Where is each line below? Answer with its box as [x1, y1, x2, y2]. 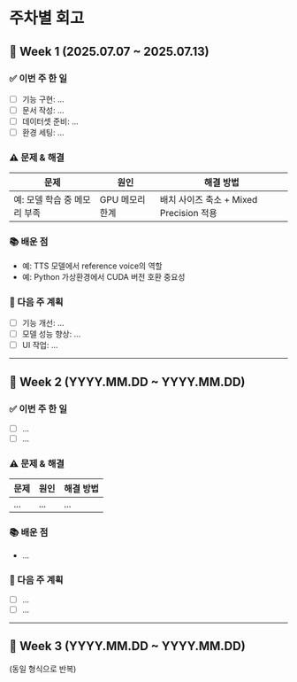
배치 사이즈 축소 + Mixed [159, 194, 258, 206]
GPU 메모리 [99, 194, 146, 206]
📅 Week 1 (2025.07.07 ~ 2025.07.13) [9, 43, 209, 58]
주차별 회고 [9, 8, 85, 28]
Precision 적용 [159, 207, 218, 220]
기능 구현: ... [21, 94, 65, 105]
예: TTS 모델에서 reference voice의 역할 [21, 260, 163, 271]
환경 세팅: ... [21, 128, 65, 138]
